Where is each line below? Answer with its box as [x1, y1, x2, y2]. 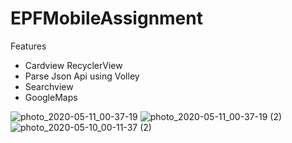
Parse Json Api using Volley [24, 70, 140, 82]
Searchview [24, 80, 74, 92]
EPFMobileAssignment [10, 7, 203, 30]
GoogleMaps [24, 91, 78, 103]
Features [10, 40, 47, 52]
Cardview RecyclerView [24, 59, 123, 71]
